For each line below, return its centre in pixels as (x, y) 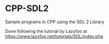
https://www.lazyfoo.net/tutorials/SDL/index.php (54, 36)
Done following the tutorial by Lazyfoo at (46, 31)
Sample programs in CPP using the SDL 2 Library (55, 22)
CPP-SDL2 (27, 8)
